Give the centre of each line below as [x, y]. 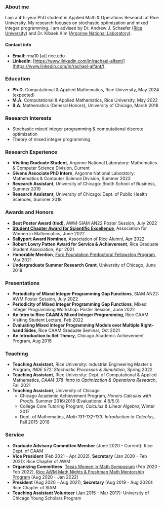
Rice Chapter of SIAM [34, 487]
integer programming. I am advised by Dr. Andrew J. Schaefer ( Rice [74, 28]
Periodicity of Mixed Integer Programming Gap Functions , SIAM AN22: [86, 293]
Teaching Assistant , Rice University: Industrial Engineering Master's [82, 364]
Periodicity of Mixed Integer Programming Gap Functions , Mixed [79, 304]
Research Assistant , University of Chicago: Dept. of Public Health [80, 194]
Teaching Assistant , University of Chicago [56, 391]
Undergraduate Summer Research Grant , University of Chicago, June [84, 265]
